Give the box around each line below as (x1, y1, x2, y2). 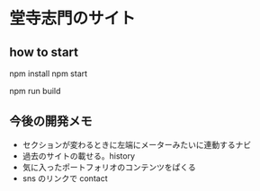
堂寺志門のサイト (9, 8, 137, 29)
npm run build (9, 86, 61, 96)
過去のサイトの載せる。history (22, 150, 136, 161)
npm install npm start (9, 68, 88, 79)
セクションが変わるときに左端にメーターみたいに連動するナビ (22, 139, 252, 150)
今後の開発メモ (9, 114, 93, 129)
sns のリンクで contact (22, 172, 108, 184)
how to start (9, 44, 79, 59)
